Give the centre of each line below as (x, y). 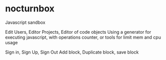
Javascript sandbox (25, 22)
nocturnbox (30, 9)
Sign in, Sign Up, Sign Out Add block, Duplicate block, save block (72, 52)
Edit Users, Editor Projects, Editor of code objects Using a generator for (78, 32)
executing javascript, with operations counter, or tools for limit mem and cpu (83, 37)
